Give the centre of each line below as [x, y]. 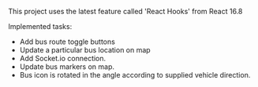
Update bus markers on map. [67, 67]
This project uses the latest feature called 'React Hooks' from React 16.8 [125, 11]
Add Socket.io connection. [63, 58]
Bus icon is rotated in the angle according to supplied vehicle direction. [135, 75]
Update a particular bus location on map [85, 50]
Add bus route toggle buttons [67, 42]
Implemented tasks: [40, 26]
